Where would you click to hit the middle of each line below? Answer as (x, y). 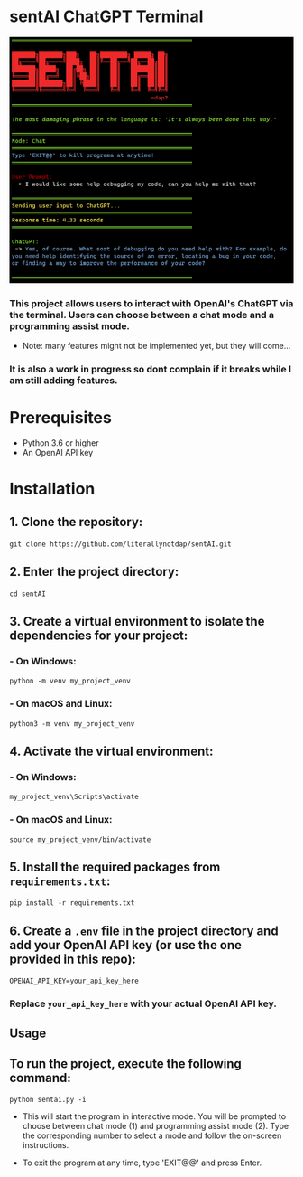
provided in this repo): (73, 959)
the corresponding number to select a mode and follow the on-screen (152, 1135)
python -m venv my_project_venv (70, 681)
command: (41, 1078)
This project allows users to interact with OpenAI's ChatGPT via (151, 303)
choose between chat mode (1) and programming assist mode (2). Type (156, 1126)
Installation (52, 489)
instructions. (46, 1145)
